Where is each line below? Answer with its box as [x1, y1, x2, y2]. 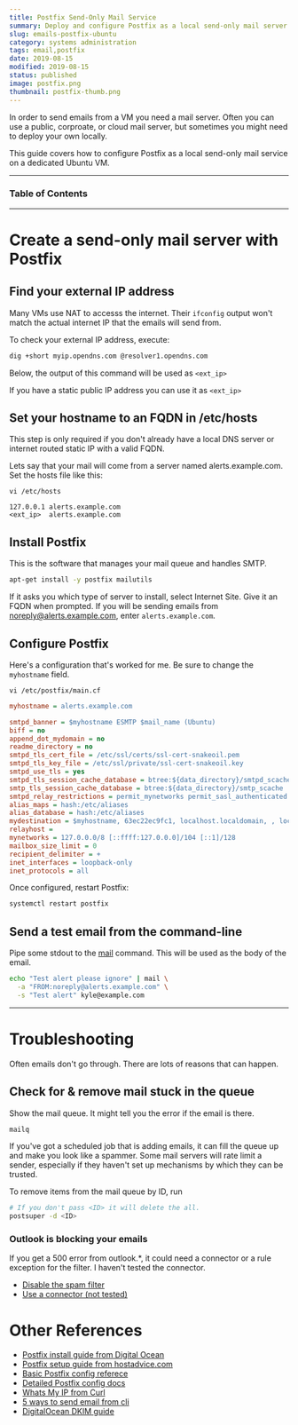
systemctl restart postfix [9, 899, 109, 908]
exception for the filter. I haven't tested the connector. [9, 1263, 206, 1273]
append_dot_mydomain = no [9, 734, 105, 743]
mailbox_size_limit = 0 [9, 841, 98, 851]
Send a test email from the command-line [9, 924, 242, 939]
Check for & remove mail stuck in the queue [9, 1084, 255, 1099]
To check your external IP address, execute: [9, 334, 170, 344]
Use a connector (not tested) [21, 1289, 129, 1300]
